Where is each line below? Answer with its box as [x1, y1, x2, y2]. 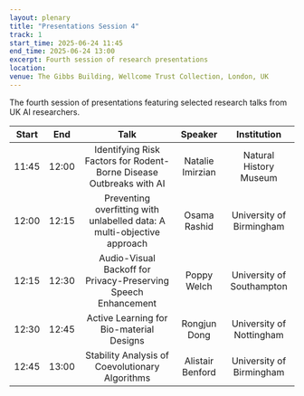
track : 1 [9, 30, 43, 39]
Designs [109, 334, 145, 346]
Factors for [84, 155, 131, 167]
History [242, 160, 274, 173]
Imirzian [182, 165, 216, 178]
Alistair [184, 354, 214, 367]
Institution [236, 127, 282, 140]
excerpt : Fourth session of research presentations [9, 55, 208, 64]
